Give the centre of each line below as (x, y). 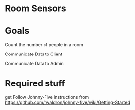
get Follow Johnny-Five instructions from (47, 97)
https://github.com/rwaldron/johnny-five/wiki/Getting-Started (67, 102)
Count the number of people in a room (44, 45)
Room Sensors (36, 9)
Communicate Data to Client (34, 54)
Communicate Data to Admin (34, 64)
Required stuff (35, 83)
